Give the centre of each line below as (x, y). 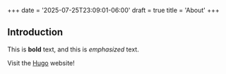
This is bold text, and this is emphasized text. (73, 49)
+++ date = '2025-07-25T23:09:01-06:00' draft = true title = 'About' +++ (114, 10)
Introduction (35, 32)
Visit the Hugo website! (41, 63)
